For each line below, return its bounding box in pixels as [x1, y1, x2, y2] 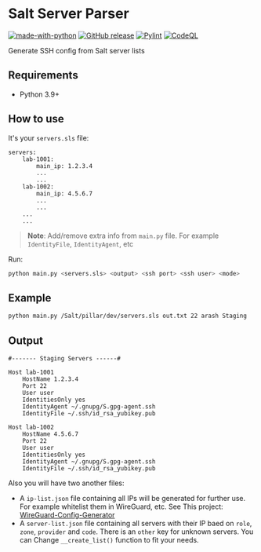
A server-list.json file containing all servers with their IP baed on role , [19, 518, 252, 528]
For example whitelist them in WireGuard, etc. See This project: [19, 502, 223, 511]
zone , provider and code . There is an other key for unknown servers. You [19, 527, 254, 536]
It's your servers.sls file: [8, 133, 89, 142]
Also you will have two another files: [8, 478, 125, 488]
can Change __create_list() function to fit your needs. [19, 535, 199, 544]
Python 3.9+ [19, 90, 60, 99]
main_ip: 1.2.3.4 [36, 162, 92, 170]
